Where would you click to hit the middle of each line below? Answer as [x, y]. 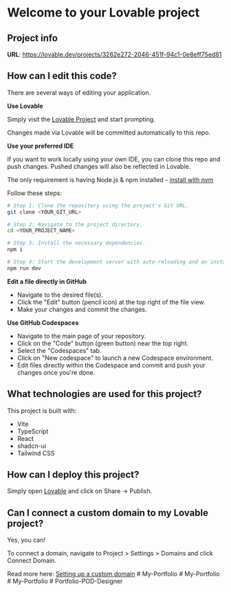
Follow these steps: [34, 193]
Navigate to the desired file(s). [60, 295]
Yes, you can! [26, 540]
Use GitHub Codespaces [43, 322]
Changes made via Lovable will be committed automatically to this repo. [109, 133]
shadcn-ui [32, 446]
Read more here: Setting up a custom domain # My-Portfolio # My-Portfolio [113, 574]
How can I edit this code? [62, 76]
